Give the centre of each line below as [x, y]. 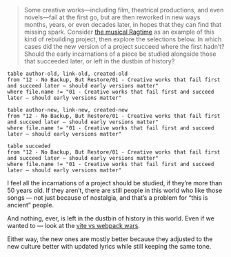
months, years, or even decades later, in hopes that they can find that [123, 24]
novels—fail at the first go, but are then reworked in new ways [112, 17]
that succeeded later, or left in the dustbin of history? [99, 61]
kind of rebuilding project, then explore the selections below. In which [123, 39]
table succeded [29, 146]
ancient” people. [30, 205]
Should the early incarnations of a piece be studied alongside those [120, 54]
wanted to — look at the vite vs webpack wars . [73, 226]
